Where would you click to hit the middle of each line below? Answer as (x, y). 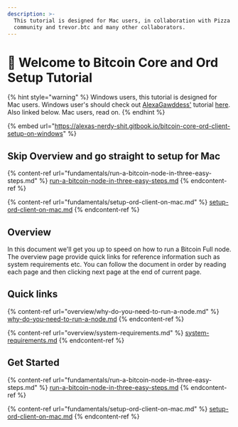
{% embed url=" (31, 126)
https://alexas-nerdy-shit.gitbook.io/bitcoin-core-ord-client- (142, 126)
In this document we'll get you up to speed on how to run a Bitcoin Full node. (119, 249)
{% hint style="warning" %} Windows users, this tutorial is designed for (112, 97)
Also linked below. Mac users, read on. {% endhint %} (86, 112)
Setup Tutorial (50, 77)
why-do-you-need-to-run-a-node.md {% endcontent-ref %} (96, 319)
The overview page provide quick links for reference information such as (114, 256)
